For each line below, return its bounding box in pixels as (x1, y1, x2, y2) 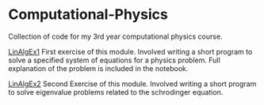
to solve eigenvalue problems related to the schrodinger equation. (8, 87, 224, 96)
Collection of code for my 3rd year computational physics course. (8, 32, 224, 41)
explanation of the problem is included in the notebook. (8, 63, 189, 73)
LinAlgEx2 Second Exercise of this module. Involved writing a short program (8, 79, 257, 88)
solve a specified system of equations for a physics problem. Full (8, 55, 220, 65)
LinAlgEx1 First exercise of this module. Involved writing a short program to (8, 47, 253, 56)
